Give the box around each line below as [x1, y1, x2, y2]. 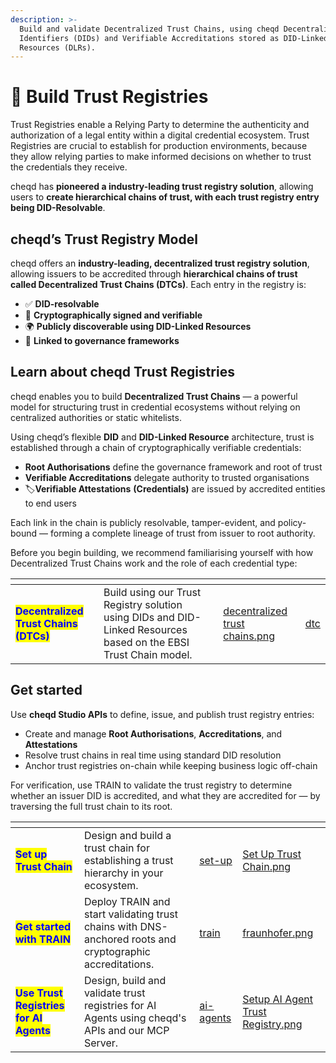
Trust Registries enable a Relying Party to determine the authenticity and [10, 119, 310, 131]
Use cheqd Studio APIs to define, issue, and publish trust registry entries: [10, 708, 315, 720]
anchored [83, 932, 130, 946]
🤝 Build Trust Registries [10, 86, 209, 108]
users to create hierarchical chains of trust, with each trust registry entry [10, 191, 320, 203]
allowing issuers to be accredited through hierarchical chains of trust [10, 268, 298, 280]
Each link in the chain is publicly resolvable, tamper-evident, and [10, 516, 276, 528]
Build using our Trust [103, 585, 202, 599]
